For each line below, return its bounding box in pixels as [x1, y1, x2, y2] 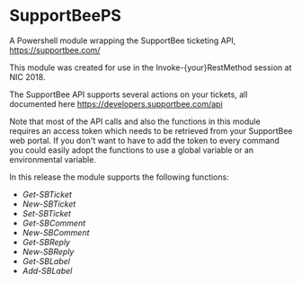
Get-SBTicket [22, 189, 72, 199]
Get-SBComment [22, 217, 86, 228]
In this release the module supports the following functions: [9, 172, 229, 182]
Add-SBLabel [22, 265, 73, 276]
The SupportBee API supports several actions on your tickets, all [9, 89, 248, 100]
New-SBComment [22, 226, 90, 238]
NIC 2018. [9, 71, 46, 82]
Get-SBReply [22, 236, 70, 247]
